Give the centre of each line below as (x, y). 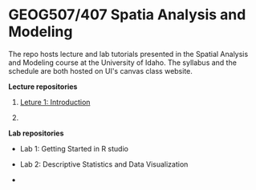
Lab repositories (36, 133)
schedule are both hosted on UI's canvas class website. (100, 71)
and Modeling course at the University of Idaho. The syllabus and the (122, 63)
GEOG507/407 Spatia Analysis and (127, 15)
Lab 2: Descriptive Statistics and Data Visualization (104, 164)
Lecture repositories (43, 87)
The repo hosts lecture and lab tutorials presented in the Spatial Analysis (128, 54)
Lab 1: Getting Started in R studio (74, 148)
